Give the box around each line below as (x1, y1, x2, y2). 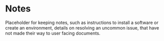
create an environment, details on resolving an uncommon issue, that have (5, 24, 159, 30)
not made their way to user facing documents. (5, 30, 101, 36)
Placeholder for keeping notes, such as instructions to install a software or (5, 19, 159, 25)
